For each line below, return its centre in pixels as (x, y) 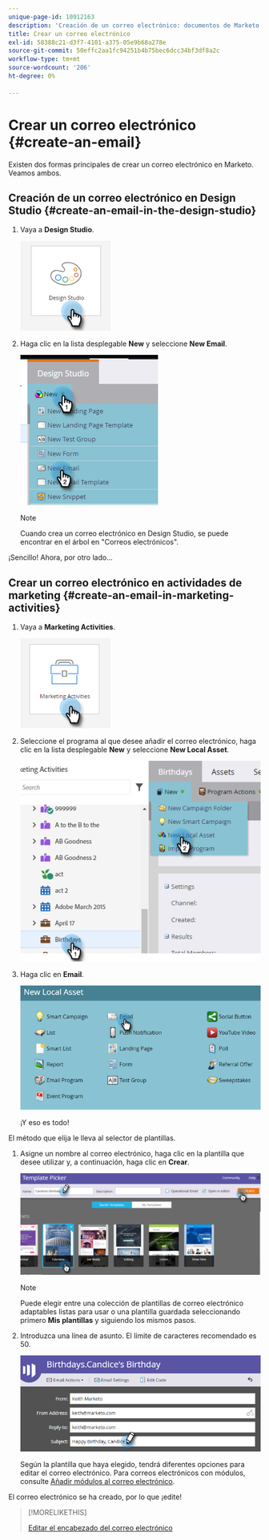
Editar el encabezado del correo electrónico (100, 1528)
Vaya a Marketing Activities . (68, 627)
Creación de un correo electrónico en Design (122, 197)
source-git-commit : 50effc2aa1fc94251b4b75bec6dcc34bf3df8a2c (114, 51)
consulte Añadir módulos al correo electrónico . (97, 1481)
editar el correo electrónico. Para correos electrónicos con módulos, (132, 1473)
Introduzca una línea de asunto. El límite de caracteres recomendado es (138, 1335)
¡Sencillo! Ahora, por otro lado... (61, 557)
